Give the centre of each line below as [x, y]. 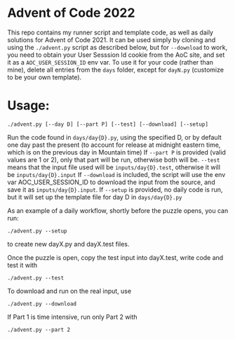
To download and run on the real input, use [69, 291]
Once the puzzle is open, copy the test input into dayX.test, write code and [115, 257]
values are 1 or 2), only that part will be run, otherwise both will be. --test [114, 159]
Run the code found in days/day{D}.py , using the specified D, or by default [115, 137]
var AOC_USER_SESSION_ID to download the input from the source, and [111, 182]
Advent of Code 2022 [71, 13]
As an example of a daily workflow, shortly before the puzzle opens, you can [118, 210]
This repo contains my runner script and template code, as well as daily [110, 32]
